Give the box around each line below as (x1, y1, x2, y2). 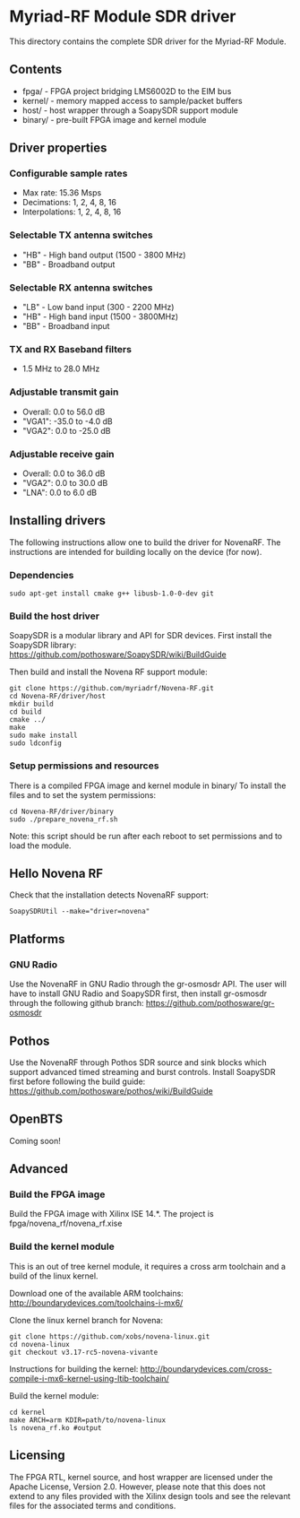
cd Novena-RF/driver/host (9, 692, 106, 701)
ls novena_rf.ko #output (9, 1423, 102, 1432)
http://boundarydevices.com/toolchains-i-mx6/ (9, 1297, 184, 1308)
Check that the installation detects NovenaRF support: (9, 889, 209, 900)
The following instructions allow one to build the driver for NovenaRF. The (9, 536, 281, 548)
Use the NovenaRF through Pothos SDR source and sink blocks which (9, 1056, 267, 1068)
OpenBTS (9, 1112, 64, 1127)
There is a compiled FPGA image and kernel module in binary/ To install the (9, 780, 287, 791)
